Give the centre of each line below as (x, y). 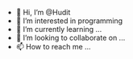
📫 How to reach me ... (53, 47)
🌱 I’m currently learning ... (59, 29)
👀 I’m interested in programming (69, 21)
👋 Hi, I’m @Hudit (43, 12)
